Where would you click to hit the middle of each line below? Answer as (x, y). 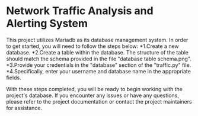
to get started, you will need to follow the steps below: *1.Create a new (92, 46)
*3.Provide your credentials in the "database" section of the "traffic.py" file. (99, 65)
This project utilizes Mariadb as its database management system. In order (97, 40)
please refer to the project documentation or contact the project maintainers (99, 101)
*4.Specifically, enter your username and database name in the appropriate (98, 71)
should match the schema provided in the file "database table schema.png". (99, 59)
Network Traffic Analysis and (80, 11)
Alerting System (47, 23)
